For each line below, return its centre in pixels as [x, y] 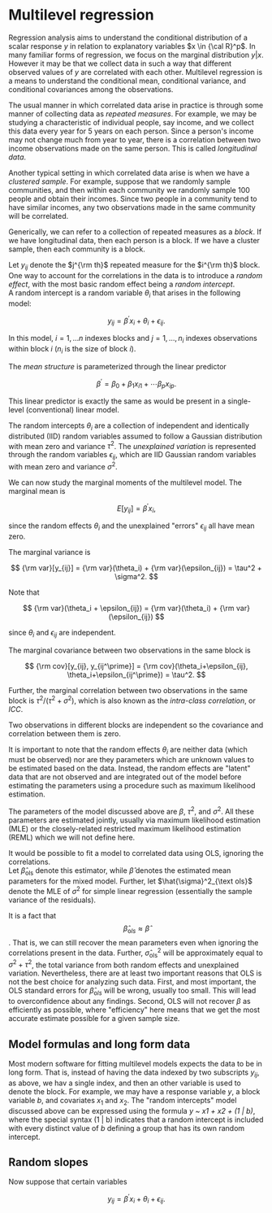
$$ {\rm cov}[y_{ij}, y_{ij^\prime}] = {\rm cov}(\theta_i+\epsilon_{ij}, [136, 665]
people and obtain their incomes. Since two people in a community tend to [133, 199]
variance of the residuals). [52, 900]
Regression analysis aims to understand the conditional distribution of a [128, 37]
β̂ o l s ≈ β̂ [136, 929]
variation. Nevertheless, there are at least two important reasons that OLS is [135, 973]
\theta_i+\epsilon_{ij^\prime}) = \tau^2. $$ [136, 674]
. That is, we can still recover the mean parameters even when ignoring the [134, 943]
